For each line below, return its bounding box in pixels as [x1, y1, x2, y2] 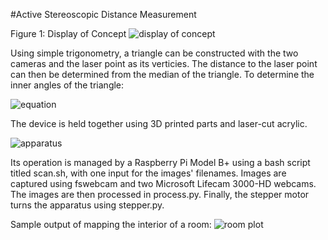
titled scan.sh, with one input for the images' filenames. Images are [10, 167, 287, 179]
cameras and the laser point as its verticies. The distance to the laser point [10, 58, 318, 69]
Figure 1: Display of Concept [10, 28, 127, 39]
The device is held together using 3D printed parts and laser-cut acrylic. [10, 118, 308, 129]
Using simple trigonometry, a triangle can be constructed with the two [10, 47, 299, 59]
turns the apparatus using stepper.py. [10, 199, 165, 211]
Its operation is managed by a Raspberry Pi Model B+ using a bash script [10, 157, 311, 168]
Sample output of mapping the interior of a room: [10, 219, 212, 230]
